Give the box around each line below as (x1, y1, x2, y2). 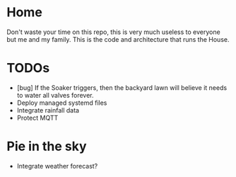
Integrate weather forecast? (16, 161, 98, 170)
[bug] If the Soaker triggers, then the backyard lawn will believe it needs (16, 83, 228, 92)
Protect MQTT (16, 113, 59, 122)
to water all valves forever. (16, 91, 94, 99)
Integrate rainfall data (16, 105, 79, 114)
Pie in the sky (6, 139, 87, 154)
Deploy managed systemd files (16, 98, 107, 107)
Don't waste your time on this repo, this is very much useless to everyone (6, 28, 220, 36)
